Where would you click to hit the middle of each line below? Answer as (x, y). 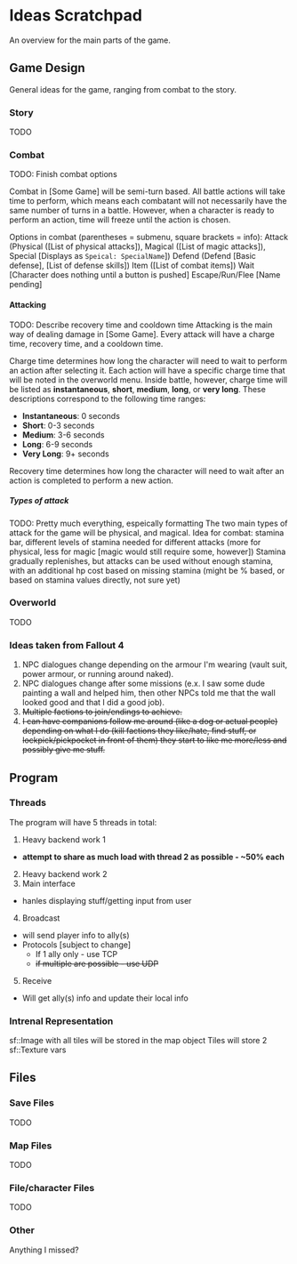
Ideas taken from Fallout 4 (67, 645)
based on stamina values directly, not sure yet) (95, 580)
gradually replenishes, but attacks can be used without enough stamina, (141, 560)
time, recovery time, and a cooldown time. (86, 343)
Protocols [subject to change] (76, 945)
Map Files (31, 1146)
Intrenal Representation (61, 1021)
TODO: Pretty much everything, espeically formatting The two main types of (148, 523)
